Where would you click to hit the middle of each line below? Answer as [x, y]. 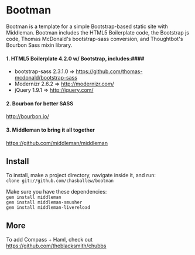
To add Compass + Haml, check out [49, 240]
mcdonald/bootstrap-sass [46, 78]
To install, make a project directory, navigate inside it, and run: [81, 175]
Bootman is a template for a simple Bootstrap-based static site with [87, 26]
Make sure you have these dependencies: [57, 192]
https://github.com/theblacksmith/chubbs [56, 246]
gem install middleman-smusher [44, 202]
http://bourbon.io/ [28, 116]
